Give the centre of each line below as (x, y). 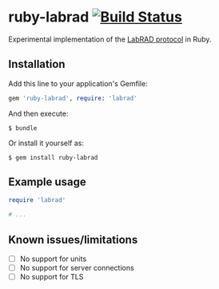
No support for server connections (77, 268)
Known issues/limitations (73, 240)
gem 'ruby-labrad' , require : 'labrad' (73, 98)
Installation (37, 64)
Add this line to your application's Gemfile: (78, 83)
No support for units (53, 259)
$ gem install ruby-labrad (53, 157)
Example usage (47, 182)
